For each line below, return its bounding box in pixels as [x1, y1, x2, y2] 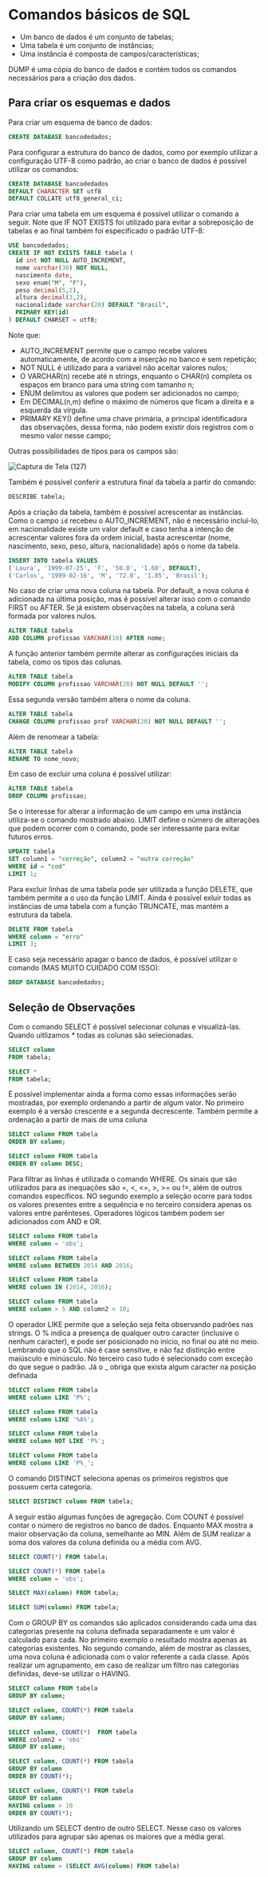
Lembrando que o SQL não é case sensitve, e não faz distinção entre [8, 1345, 235, 1354]
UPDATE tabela [8, 847, 56, 856]
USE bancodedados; [8, 241, 69, 249]
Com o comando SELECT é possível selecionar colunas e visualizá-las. [8, 1022, 242, 1031]
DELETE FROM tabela [8, 925, 73, 933]
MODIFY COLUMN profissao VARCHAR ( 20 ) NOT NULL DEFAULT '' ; [8, 680, 209, 688]
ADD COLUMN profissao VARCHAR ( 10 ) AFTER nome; [8, 634, 166, 643]
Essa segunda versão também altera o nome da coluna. [8, 694, 191, 704]
